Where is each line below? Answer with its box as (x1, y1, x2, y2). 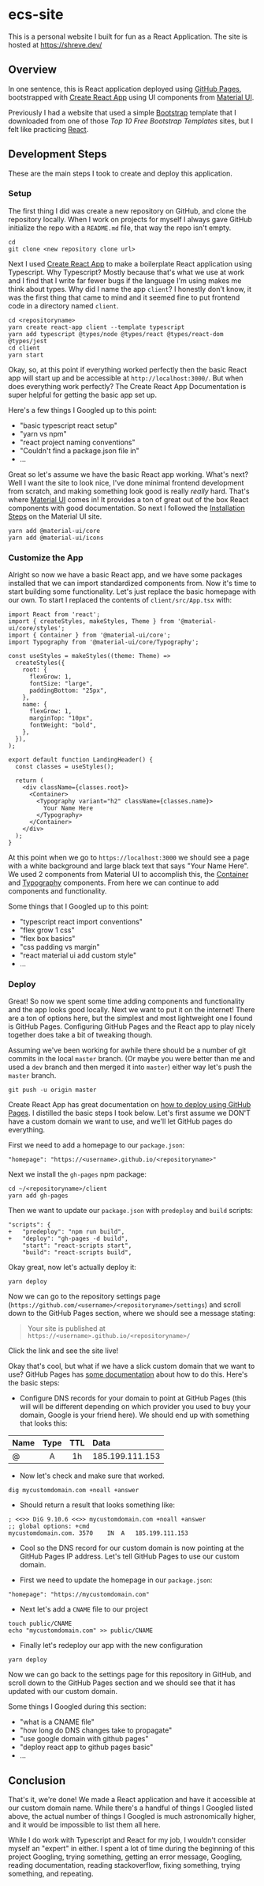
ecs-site (8, 6, 64, 24)
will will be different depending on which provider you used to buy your (19, 1402, 251, 1412)
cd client (8, 344, 41, 352)
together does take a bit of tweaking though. (8, 1030, 153, 1040)
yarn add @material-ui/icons (8, 534, 104, 542)
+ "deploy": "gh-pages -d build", (8, 1235, 128, 1243)
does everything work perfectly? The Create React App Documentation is (8, 381, 247, 391)
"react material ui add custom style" (19, 951, 137, 960)
